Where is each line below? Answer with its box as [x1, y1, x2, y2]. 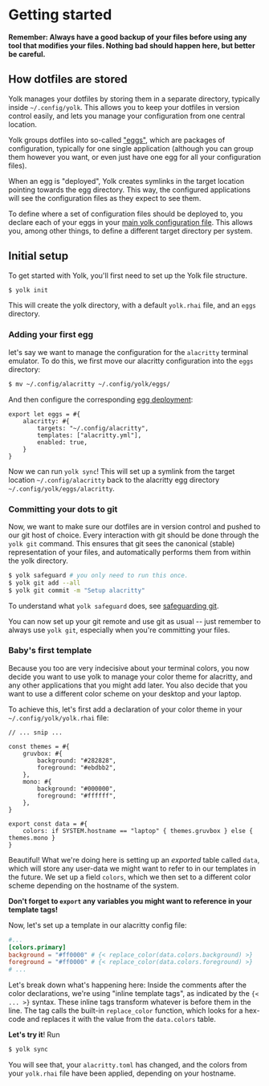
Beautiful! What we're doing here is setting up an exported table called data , [8, 855, 260, 864]
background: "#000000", [37, 785, 116, 793]
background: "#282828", [37, 757, 116, 765]
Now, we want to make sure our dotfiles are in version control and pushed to [8, 521, 261, 531]
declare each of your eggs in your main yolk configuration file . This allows [8, 217, 253, 227]
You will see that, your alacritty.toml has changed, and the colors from [8, 1060, 247, 1070]
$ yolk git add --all [8, 578, 81, 587]
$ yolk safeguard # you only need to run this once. [8, 571, 189, 579]
